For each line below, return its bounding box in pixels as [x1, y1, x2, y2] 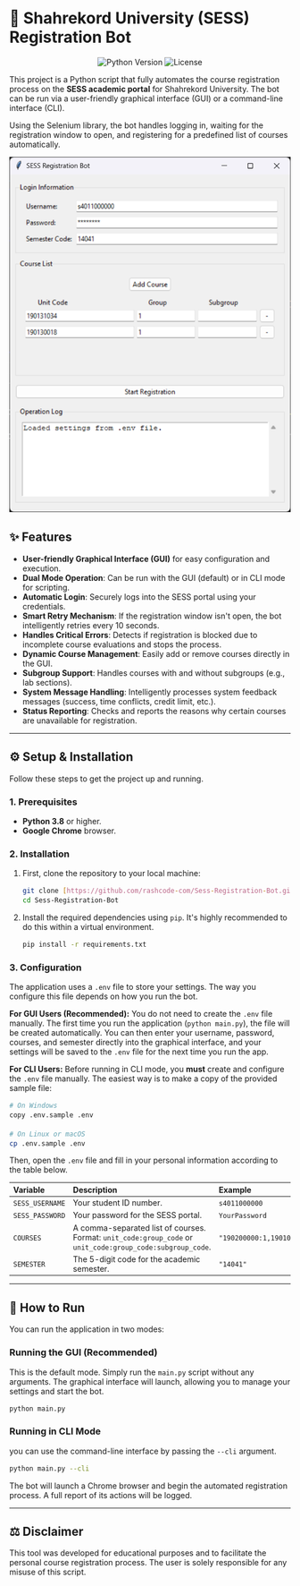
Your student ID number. [72, 1198, 163, 1208]
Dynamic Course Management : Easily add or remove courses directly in [21, 648, 290, 659]
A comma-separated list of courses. [72, 1222, 207, 1233]
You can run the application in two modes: [9, 1324, 165, 1334]
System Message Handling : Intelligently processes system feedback [21, 686, 278, 697]
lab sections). [21, 677, 73, 687]
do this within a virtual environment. [21, 921, 154, 932]
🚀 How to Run [9, 1300, 86, 1315]
